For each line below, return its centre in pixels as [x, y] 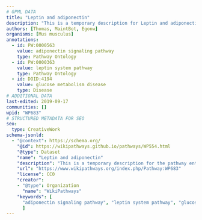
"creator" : [31, 180]
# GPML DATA [21, 12]
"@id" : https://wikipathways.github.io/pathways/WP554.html [94, 146]
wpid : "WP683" [24, 113]
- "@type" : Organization [48, 186]
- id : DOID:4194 [32, 79]
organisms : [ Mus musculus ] [40, 34]
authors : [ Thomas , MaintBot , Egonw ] [52, 29]
